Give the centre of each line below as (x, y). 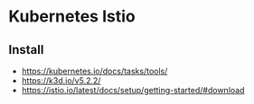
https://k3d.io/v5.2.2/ (61, 81)
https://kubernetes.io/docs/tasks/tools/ (94, 71)
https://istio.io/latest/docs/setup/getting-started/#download (133, 90)
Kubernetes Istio (72, 17)
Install (26, 50)
